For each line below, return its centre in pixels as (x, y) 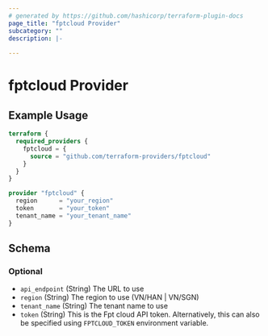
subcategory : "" (36, 31)
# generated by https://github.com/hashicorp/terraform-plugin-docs (126, 16)
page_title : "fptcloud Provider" (65, 23)
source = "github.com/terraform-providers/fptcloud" (120, 156)
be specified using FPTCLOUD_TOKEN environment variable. (114, 323)
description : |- (36, 38)
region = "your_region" (65, 201)
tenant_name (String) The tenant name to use (94, 306)
